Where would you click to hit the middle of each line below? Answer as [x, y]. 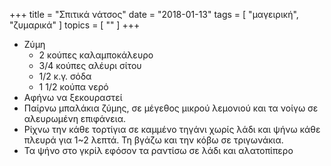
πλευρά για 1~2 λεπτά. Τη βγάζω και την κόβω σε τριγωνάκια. [153, 140]
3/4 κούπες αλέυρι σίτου [90, 65]
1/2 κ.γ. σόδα [65, 76]
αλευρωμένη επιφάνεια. [75, 118]
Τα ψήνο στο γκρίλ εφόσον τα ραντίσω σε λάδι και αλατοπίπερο [158, 150]
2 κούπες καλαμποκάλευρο [96, 55]
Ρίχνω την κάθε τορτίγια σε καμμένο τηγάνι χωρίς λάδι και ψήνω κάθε [172, 129]
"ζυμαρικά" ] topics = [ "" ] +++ [75, 25]
